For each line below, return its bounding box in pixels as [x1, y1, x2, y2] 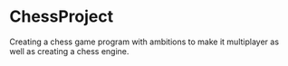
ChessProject [9, 6, 114, 27]
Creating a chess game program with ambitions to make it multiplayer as [9, 36, 279, 47]
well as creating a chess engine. [9, 45, 130, 56]
